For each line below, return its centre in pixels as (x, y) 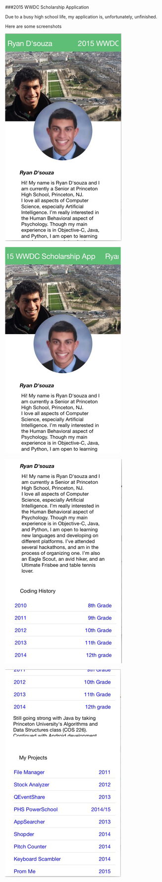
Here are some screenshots (33, 26)
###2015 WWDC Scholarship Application (47, 7)
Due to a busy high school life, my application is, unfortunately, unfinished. (81, 17)
